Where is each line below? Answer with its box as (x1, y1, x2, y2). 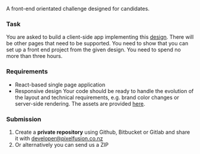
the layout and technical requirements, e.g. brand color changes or (14, 94, 180, 101)
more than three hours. (6, 53, 63, 60)
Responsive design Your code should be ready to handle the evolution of (14, 87, 194, 94)
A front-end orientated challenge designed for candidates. (6, 5, 150, 12)
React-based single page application (14, 81, 106, 88)
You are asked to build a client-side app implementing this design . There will (6, 33, 194, 41)
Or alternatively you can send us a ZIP (14, 141, 109, 148)
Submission (6, 115, 42, 123)
